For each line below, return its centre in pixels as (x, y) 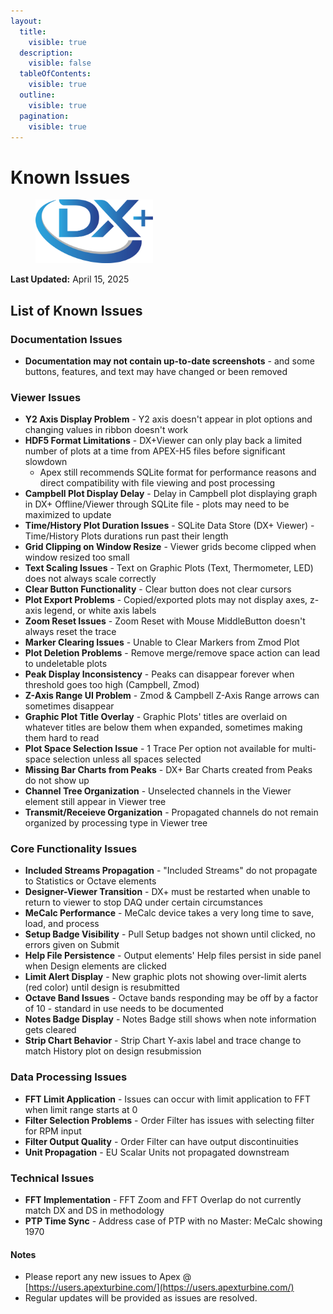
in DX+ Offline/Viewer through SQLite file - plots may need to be (157, 504)
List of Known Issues (76, 310)
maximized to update (68, 515)
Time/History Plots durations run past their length (126, 536)
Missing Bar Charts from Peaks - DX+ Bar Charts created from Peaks (168, 770)
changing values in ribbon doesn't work (106, 430)
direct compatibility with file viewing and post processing (157, 483)
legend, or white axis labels (100, 611)
